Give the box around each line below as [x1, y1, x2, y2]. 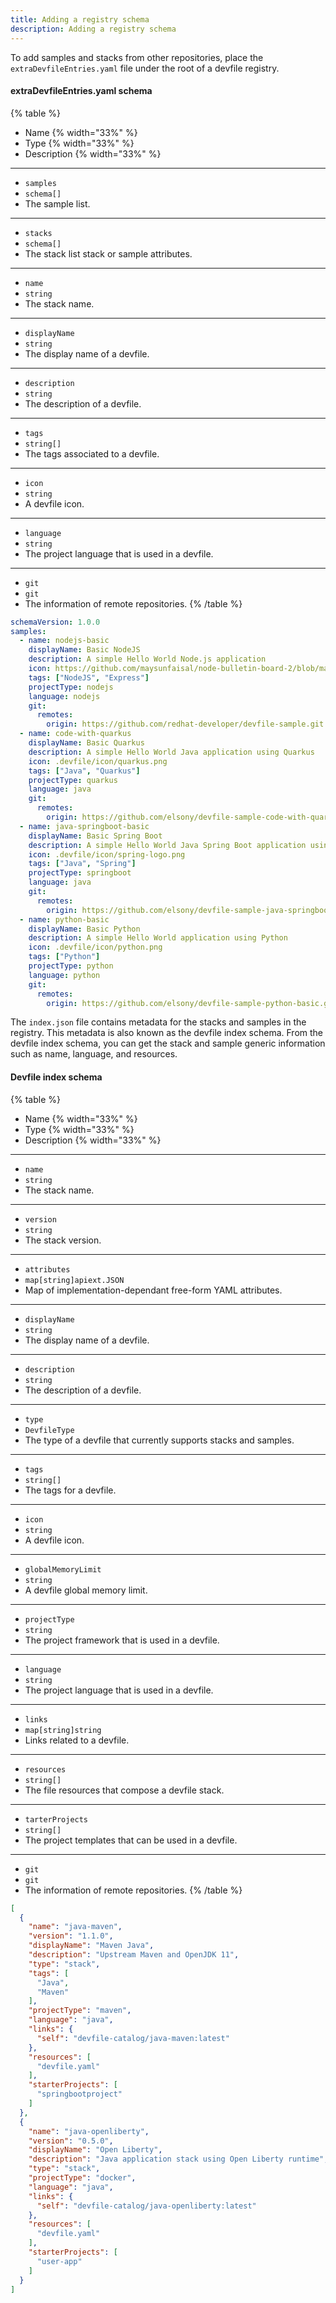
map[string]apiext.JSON [24, 1275, 125, 1285]
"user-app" [36, 2256, 83, 2266]
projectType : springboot [28, 868, 132, 878]
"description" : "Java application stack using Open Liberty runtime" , [28, 2154, 329, 2165]
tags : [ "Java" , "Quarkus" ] [28, 766, 141, 776]
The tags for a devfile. [24, 1484, 117, 1496]
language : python [28, 970, 101, 980]
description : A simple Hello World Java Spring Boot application [28, 840, 307, 850]
